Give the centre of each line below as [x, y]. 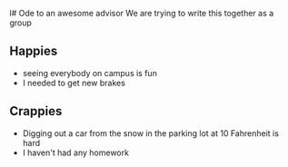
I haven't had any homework [76, 152]
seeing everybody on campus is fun [89, 73]
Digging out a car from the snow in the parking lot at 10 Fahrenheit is [151, 133]
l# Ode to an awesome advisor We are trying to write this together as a [142, 13]
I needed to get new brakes [74, 83]
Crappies [36, 111]
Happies [34, 51]
